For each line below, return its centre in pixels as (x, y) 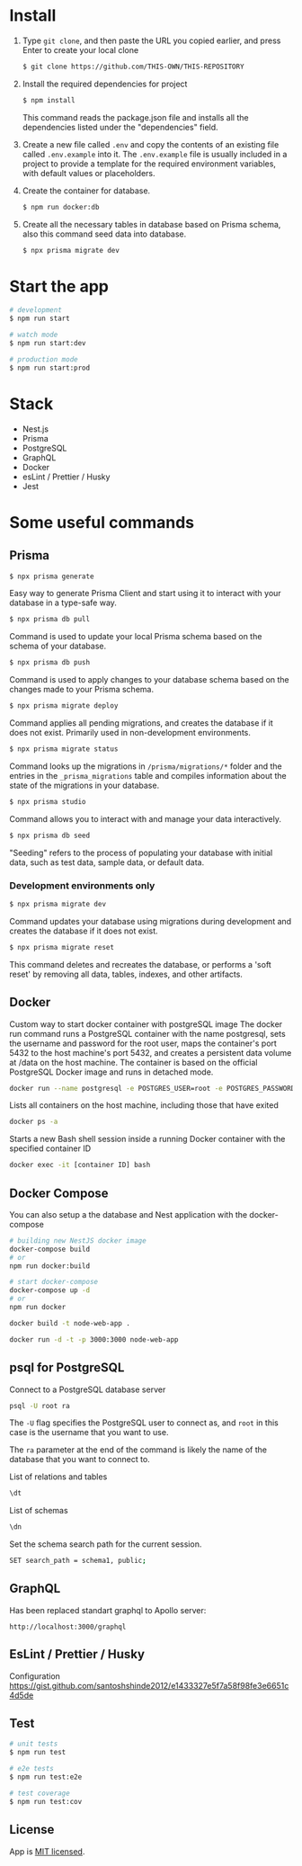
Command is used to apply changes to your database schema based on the (149, 680)
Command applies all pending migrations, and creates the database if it (141, 723)
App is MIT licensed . (47, 1851)
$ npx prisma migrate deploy (64, 706)
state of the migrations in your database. (84, 785)
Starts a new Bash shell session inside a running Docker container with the (147, 1139)
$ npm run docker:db (61, 207)
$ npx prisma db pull (50, 620)
